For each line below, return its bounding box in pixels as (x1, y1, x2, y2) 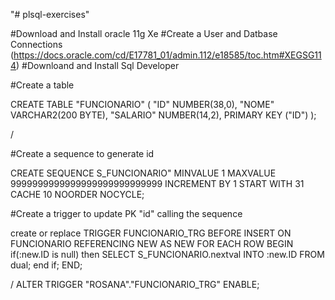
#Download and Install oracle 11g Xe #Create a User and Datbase (10, 28, 278, 39)
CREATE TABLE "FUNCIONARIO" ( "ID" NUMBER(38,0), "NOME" (10, 99, 275, 110)
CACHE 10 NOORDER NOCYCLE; (10, 189, 145, 200)
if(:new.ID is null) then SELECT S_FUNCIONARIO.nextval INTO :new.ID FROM (10, 249, 325, 260)
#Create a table (10, 79, 75, 91)
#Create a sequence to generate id (10, 148, 155, 159)
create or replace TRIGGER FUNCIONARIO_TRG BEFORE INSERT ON (10, 227, 292, 239)
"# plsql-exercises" (10, 9, 90, 20)
